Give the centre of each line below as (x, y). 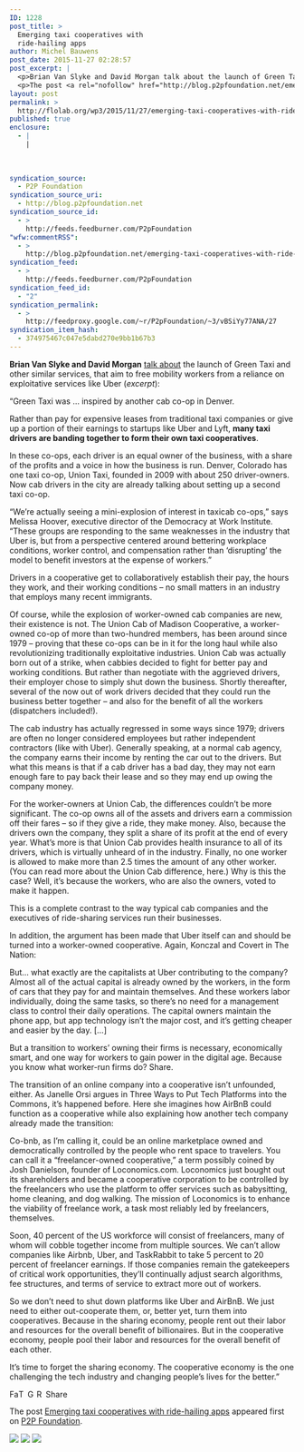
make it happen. (39, 890)
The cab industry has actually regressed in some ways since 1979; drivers (147, 728)
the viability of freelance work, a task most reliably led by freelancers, (139, 1208)
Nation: (23, 955)
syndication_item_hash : (54, 330)
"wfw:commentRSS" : (44, 237)
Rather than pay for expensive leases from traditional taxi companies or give (152, 418)
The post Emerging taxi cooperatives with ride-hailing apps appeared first (147, 1411)
